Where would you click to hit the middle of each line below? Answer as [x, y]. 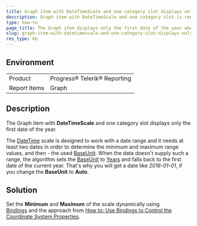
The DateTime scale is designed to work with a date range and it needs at [95, 140]
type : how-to [22, 22]
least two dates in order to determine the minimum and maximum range [92, 147]
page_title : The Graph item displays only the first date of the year [94, 28]
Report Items [27, 87]
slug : [13, 33]
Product [20, 78]
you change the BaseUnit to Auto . [47, 171]
